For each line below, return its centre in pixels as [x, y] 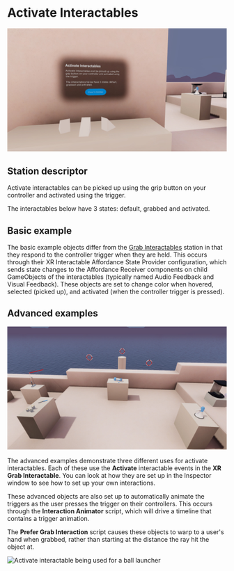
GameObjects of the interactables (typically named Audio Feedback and [111, 277]
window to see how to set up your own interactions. [81, 483]
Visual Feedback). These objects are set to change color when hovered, [110, 284]
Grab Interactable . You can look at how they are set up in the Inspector [109, 476]
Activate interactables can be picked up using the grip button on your [107, 188]
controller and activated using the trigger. [67, 195]
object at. [21, 547]
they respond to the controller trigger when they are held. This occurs [107, 255]
